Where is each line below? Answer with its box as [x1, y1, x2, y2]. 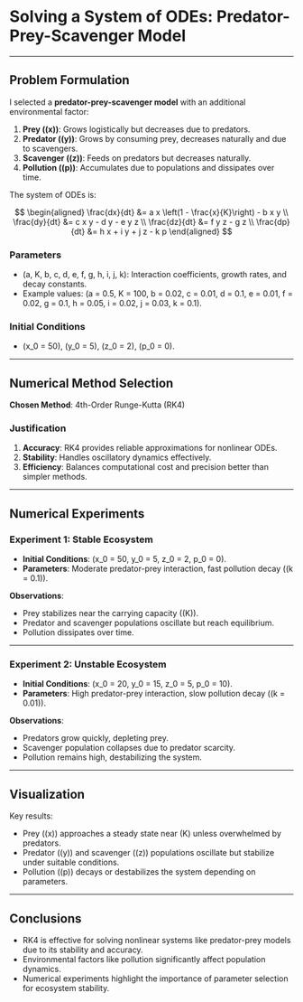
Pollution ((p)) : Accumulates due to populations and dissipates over [22, 162, 275, 173]
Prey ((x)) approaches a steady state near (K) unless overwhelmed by [22, 829, 282, 839]
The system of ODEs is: [9, 189, 96, 200]
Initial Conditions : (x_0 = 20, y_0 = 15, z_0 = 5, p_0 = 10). [22, 679, 233, 689]
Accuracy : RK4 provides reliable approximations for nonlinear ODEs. [22, 443, 278, 454]
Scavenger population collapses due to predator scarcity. [22, 743, 236, 754]
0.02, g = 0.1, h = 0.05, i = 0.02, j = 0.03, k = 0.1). [22, 298, 203, 309]
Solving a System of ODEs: [9, 6, 214, 27]
